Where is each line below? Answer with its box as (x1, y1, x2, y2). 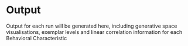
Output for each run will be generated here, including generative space (6, 22, 177, 29)
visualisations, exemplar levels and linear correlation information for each (6, 28, 183, 35)
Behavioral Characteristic (6, 34, 67, 41)
